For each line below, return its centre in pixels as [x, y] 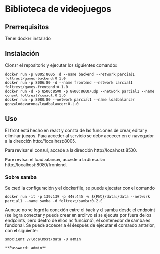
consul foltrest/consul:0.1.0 [36, 95]
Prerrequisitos [27, 27]
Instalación [22, 54]
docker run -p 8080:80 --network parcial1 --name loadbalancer [70, 100]
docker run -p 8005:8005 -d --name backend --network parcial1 [70, 74]
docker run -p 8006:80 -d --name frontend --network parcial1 [69, 83]
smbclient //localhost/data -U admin [43, 239]
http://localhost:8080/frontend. [36, 165]
